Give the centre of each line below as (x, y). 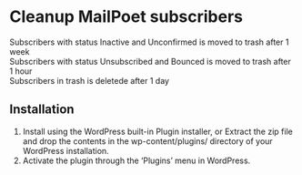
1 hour (21, 71)
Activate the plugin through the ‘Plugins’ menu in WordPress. (136, 160)
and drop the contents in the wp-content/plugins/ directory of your (147, 141)
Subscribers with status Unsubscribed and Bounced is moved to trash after (150, 61)
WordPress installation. (65, 150)
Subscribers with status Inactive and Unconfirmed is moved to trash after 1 (149, 42)
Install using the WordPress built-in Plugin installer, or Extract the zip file (157, 131)
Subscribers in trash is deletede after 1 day (90, 80)
